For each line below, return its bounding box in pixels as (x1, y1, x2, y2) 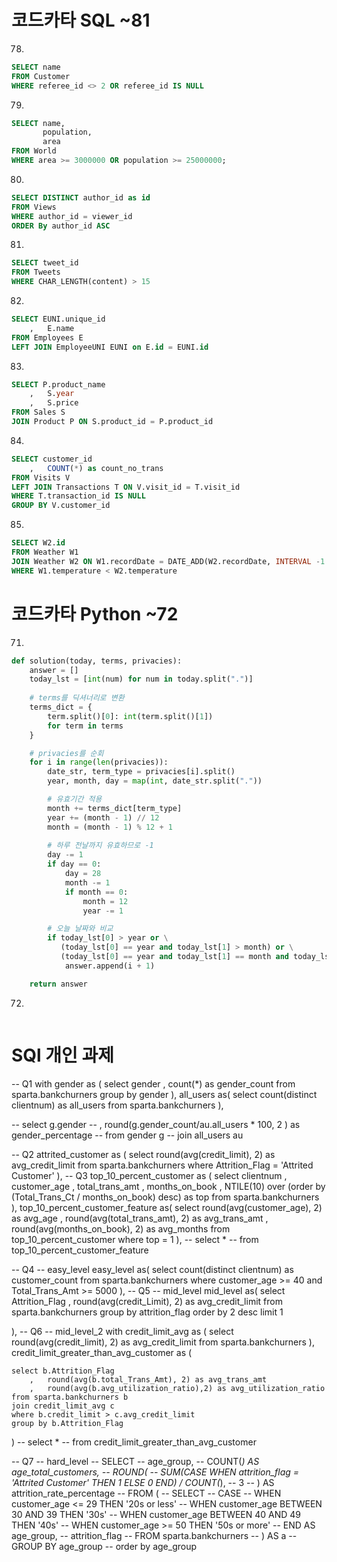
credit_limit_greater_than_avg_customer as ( (11, 1346, 193, 1358)
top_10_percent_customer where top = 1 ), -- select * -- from (11, 1233, 259, 1245)
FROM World (11, 146, 57, 156)
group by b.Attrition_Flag (11, 1418, 124, 1428)
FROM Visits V (11, 472, 71, 483)
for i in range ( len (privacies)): (29, 757, 169, 768)
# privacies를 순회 (29, 748, 104, 758)
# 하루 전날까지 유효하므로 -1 (47, 841, 154, 851)
